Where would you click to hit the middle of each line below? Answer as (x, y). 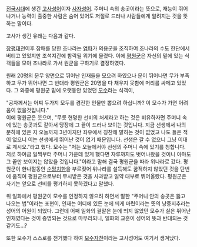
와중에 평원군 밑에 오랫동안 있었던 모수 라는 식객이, (77, 90)
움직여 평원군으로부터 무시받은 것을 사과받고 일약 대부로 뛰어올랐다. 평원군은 (99, 176)
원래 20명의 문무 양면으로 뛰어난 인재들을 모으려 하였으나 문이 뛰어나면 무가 (92, 76)
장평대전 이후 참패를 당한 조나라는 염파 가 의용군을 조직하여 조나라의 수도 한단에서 (98, 48)
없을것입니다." (33, 110)
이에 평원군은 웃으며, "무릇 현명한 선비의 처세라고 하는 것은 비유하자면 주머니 (94, 117)
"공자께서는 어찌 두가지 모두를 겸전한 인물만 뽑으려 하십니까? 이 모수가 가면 (92, 103)
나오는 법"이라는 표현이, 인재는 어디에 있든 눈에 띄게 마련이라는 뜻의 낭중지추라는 (98, 203)
